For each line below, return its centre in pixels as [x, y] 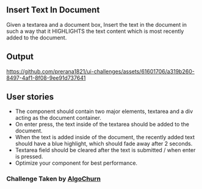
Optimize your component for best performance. [76, 163]
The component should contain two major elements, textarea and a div [104, 111]
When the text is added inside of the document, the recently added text [105, 137]
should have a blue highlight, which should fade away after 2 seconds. [104, 144]
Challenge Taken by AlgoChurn [53, 179]
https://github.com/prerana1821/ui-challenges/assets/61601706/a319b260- [101, 71]
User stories [30, 97]
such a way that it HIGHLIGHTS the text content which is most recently [95, 31]
